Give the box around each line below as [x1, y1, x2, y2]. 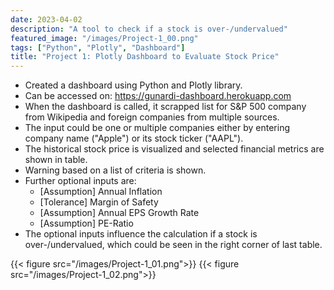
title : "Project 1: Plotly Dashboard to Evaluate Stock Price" [10, 52, 280, 62]
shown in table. [24, 154, 88, 166]
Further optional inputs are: [24, 175, 137, 187]
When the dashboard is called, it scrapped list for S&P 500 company [24, 101, 307, 113]
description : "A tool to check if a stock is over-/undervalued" [10, 24, 288, 34]
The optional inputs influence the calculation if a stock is [24, 228, 258, 240]
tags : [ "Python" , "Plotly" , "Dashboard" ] [10, 42, 186, 53]
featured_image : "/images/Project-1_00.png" [10, 33, 199, 43]
